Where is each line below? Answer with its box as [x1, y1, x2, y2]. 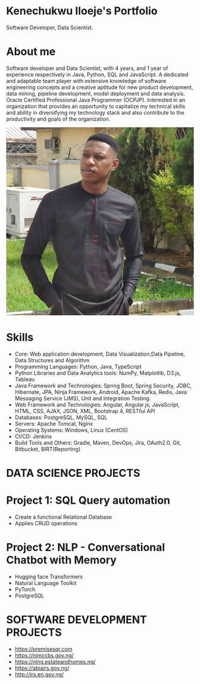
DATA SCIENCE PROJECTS [6, 467, 140, 480]
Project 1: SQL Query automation [6, 494, 171, 507]
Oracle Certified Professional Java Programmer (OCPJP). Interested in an [6, 96, 186, 103]
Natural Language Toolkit [14, 579, 77, 586]
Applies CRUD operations [14, 519, 77, 526]
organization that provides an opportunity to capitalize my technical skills [6, 103, 186, 110]
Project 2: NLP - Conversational [6, 541, 165, 554]
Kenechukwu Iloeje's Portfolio [6, 4, 158, 18]
